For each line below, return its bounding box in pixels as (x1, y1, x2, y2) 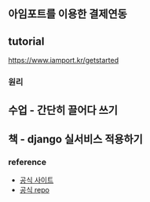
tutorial (8, 35, 45, 48)
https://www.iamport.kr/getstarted (8, 56, 119, 65)
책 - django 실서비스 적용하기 (8, 132, 143, 145)
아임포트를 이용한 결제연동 (8, 7, 127, 21)
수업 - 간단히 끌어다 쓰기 (8, 103, 118, 116)
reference (8, 156, 47, 167)
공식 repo (19, 185, 49, 195)
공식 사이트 (19, 175, 54, 185)
